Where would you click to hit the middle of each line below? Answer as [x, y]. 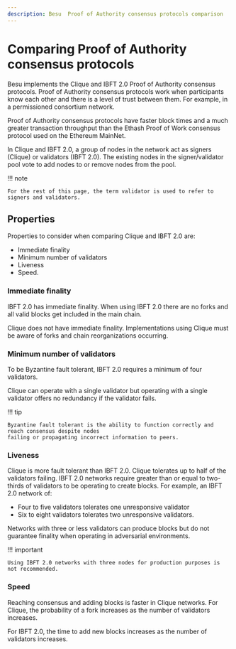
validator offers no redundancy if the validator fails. [82, 398]
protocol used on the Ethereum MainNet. [67, 135]
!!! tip [15, 412]
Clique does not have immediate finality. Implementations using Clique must [118, 328]
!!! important [25, 550]
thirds [16, 486]
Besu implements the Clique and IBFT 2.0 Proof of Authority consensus [112, 84]
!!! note [18, 178]
